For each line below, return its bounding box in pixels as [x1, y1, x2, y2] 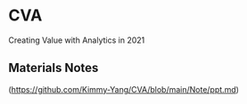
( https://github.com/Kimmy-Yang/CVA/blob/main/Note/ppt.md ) [8, 84, 240, 94]
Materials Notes [8, 60, 99, 76]
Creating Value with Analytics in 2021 [8, 35, 145, 45]
